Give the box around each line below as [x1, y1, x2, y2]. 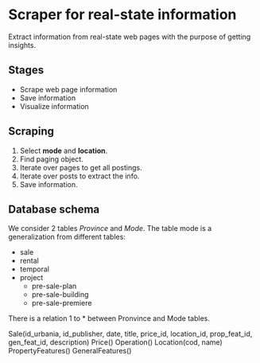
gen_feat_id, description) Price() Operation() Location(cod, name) [8, 338, 223, 347]
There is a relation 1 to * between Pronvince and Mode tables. [8, 314, 211, 323]
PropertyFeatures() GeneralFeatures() [8, 346, 132, 356]
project [19, 273, 44, 283]
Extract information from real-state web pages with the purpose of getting [8, 32, 251, 41]
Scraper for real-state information [8, 6, 237, 24]
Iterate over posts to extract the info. [19, 171, 140, 181]
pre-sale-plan [31, 281, 77, 291]
